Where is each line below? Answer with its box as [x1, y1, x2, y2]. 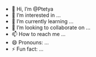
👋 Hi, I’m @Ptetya [11, 6, 54, 12]
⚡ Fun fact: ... [11, 45, 44, 52]
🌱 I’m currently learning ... [11, 18, 74, 24]
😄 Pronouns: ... [11, 39, 49, 46]
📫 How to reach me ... [11, 31, 66, 37]
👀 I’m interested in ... [11, 12, 61, 19]
